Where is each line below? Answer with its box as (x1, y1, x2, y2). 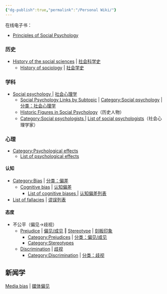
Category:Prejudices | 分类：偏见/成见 (27, 234, 107, 240)
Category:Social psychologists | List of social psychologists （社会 (20, 115, 158, 122)
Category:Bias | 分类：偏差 (12, 177, 69, 183)
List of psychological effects (20, 153, 79, 159)
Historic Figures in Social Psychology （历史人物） (20, 109, 124, 115)
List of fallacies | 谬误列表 (12, 197, 66, 203)
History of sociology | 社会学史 (20, 64, 85, 71)
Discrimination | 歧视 (20, 246, 63, 252)
